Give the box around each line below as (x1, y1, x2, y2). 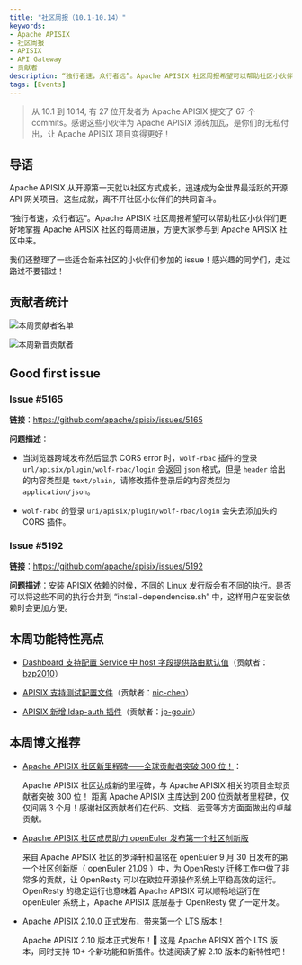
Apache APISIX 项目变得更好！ (57, 128, 171, 139)
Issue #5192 (9, 539, 64, 552)
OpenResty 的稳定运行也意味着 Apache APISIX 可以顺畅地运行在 (22, 885, 261, 896)
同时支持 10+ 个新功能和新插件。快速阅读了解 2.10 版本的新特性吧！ (38, 945, 289, 957)
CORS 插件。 (22, 516, 71, 527)
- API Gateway (9, 55, 63, 64)
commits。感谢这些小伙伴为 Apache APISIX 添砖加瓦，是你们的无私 (31, 117, 281, 128)
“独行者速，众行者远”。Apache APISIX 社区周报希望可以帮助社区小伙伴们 (9, 213, 280, 224)
